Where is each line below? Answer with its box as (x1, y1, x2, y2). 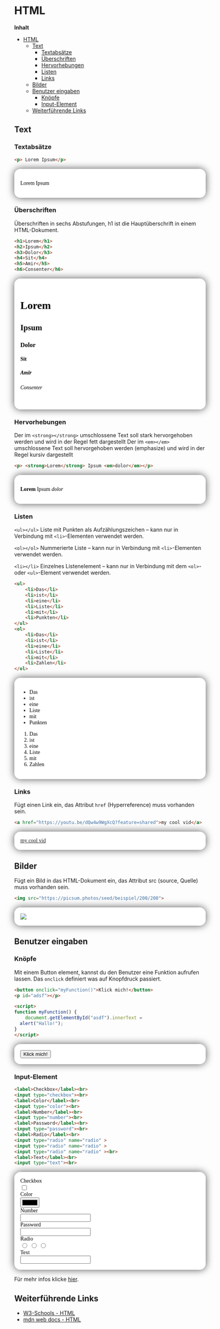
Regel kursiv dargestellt (14, 451, 74, 459)
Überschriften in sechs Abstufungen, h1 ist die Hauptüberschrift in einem (14, 220, 196, 227)
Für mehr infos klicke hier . (14, 1275, 79, 1283)
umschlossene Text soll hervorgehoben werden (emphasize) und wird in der (14, 445, 205, 452)
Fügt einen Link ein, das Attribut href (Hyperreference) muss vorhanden (14, 802, 194, 809)
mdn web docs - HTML (22, 1316, 81, 1324)
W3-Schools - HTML (22, 1310, 75, 1317)
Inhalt (14, 24, 29, 31)
